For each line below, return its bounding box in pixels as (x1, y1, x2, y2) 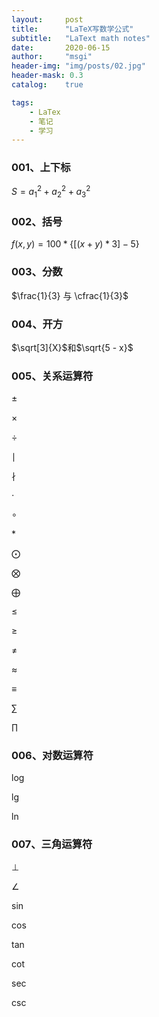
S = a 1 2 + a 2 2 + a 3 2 (11, 184, 91, 200)
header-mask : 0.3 (11, 71, 84, 81)
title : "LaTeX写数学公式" (11, 24, 134, 34)
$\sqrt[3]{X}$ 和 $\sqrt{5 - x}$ (11, 341, 134, 353)
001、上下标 (11, 161, 71, 175)
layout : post (11, 14, 84, 25)
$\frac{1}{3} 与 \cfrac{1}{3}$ (11, 289, 129, 301)
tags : (11, 97, 34, 108)
